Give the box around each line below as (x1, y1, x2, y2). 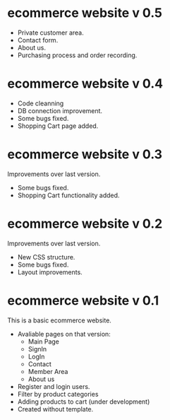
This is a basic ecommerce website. (7, 316, 111, 325)
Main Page (28, 337, 60, 346)
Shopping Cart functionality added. (17, 191, 120, 199)
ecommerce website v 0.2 (7, 216, 163, 231)
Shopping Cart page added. (17, 122, 99, 130)
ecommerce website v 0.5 (7, 5, 162, 21)
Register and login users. (17, 382, 90, 390)
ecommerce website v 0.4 (7, 76, 164, 92)
